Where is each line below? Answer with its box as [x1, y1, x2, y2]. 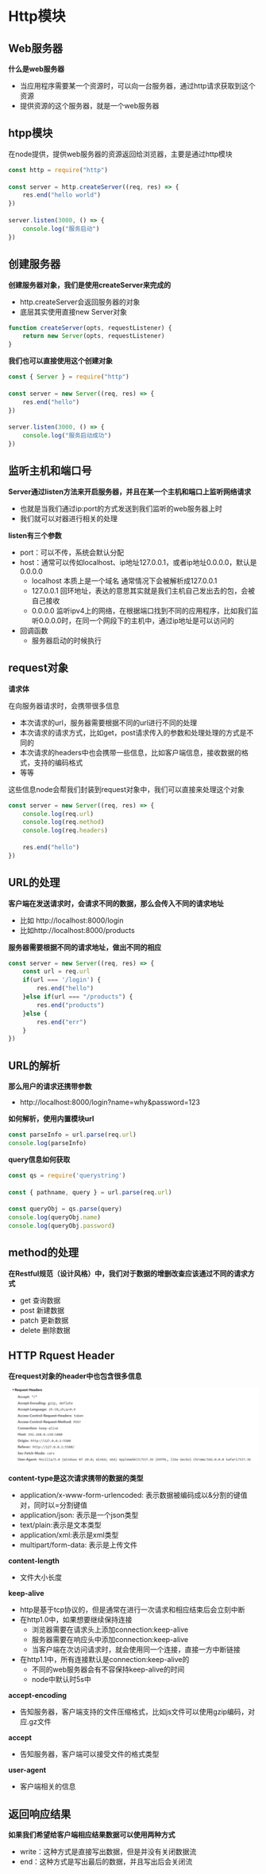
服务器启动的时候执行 [31, 635, 102, 645]
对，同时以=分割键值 [19, 1500, 88, 1510]
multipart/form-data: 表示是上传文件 [19, 1540, 137, 1550]
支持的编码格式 [33, 758, 83, 767]
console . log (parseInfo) [8, 1139, 87, 1147]
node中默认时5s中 [31, 1675, 91, 1684]
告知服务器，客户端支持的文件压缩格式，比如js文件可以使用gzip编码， [19, 1707, 249, 1717]
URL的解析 [8, 1059, 61, 1072]
